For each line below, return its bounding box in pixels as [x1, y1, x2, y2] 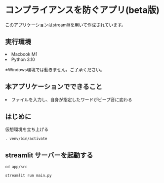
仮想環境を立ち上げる [5, 127, 48, 133]
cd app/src [5, 164, 28, 170]
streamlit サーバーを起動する [5, 151, 93, 159]
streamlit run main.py [5, 173, 52, 178]
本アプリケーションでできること [5, 83, 103, 91]
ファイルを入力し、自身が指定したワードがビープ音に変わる [11, 96, 132, 102]
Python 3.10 [11, 56, 36, 62]
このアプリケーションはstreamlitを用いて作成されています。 [5, 22, 126, 28]
